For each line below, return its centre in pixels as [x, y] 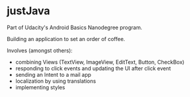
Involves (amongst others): [40, 50]
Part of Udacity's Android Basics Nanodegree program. [74, 27]
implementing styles [40, 87]
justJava [28, 11]
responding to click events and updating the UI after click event [93, 68]
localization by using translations [56, 81]
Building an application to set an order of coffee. [66, 39]
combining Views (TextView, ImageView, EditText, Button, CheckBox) [100, 62]
